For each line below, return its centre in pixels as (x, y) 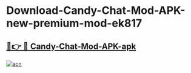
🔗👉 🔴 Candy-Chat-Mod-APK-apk (71, 46)
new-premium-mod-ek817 (74, 23)
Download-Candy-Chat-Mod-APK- (96, 11)
